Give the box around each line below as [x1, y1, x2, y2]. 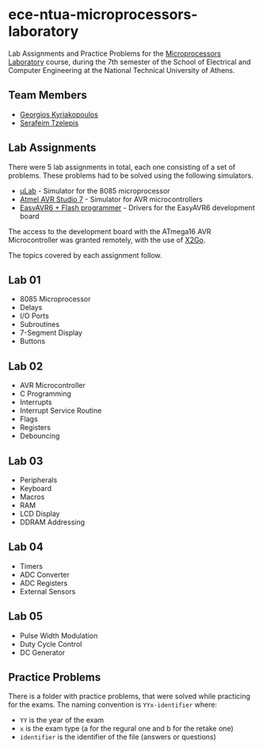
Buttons [19, 336, 46, 346]
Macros [19, 492, 45, 501]
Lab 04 [8, 540, 44, 554]
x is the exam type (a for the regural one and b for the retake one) [19, 724, 234, 733]
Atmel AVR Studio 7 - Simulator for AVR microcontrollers [19, 194, 204, 204]
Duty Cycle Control [19, 639, 82, 648]
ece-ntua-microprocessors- [8, 6, 198, 24]
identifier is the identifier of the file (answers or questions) [19, 732, 216, 742]
